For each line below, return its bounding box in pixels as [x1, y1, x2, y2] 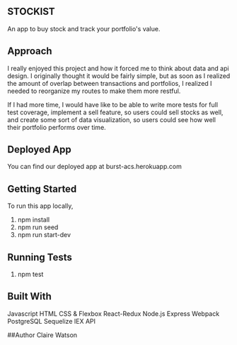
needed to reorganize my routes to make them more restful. [7, 87, 181, 95]
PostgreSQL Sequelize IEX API [7, 317, 96, 325]
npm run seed [17, 223, 59, 231]
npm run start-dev [17, 231, 71, 239]
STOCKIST [7, 6, 55, 18]
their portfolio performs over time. [7, 123, 106, 131]
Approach [7, 45, 52, 57]
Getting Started [7, 182, 77, 195]
